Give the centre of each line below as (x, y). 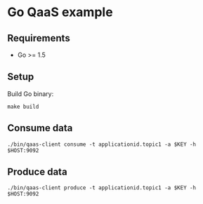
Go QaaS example (60, 12)
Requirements (39, 38)
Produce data (38, 172)
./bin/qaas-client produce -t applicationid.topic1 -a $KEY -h (102, 188)
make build (23, 107)
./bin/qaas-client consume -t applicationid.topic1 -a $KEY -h (102, 144)
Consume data (40, 128)
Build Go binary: (31, 94)
